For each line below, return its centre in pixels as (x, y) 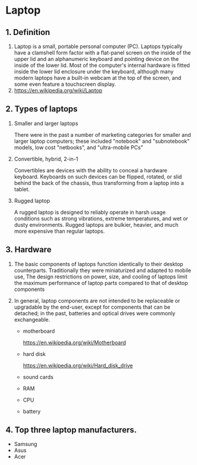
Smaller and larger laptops (46, 123)
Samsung (26, 444)
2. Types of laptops (42, 109)
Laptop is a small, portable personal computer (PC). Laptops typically (98, 46)
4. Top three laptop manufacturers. (71, 430)
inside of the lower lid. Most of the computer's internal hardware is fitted (102, 65)
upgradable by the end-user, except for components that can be (92, 307)
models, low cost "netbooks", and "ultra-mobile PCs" (78, 147)
